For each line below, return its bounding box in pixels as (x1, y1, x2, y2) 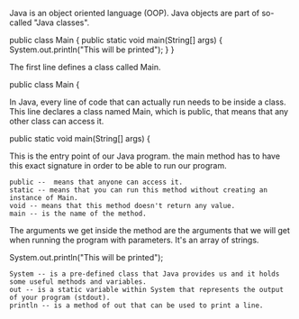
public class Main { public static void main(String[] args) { (9, 35, 223, 45)
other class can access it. (9, 116, 104, 126)
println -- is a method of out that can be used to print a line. (9, 301, 264, 310)
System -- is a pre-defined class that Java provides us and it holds (9, 269, 280, 278)
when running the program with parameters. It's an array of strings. (9, 234, 259, 245)
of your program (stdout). (9, 293, 111, 302)
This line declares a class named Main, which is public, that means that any (9, 106, 289, 116)
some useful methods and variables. (9, 278, 147, 287)
